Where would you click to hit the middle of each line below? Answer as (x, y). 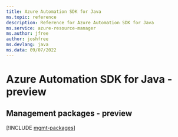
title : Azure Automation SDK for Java (54, 12)
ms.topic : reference (32, 17)
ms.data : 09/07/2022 (32, 50)
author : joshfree (27, 39)
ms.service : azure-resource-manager (51, 28)
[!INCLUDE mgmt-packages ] (41, 128)
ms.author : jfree (27, 34)
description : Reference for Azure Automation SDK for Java (80, 22)
